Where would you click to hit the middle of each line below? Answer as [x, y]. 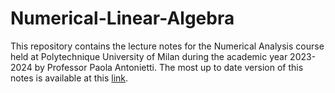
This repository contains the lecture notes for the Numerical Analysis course [167, 46]
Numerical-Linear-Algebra [122, 18]
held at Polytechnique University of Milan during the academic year [149, 56]
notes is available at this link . [69, 78]
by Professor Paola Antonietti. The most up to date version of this [169, 67]
